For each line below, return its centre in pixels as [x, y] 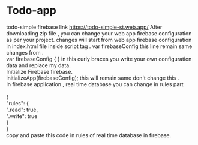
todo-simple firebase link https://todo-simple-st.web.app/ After [84, 27]
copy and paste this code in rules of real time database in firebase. [89, 135]
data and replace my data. [38, 65]
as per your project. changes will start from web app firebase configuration [99, 40]
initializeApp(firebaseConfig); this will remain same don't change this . [93, 78]
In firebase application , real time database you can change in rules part [95, 84]
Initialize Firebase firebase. [40, 71]
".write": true [22, 116]
